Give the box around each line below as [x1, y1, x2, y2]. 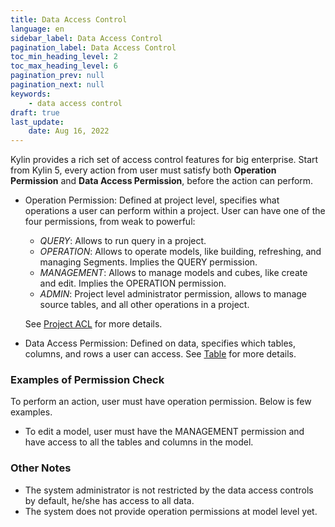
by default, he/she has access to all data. [24, 494, 195, 506]
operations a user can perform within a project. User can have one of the [24, 205, 326, 217]
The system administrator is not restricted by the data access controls [24, 484, 314, 496]
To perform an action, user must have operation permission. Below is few [10, 396, 312, 408]
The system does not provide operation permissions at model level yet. [24, 505, 318, 517]
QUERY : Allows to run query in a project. [39, 235, 207, 247]
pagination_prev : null [10, 71, 105, 81]
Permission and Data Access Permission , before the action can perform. [10, 175, 314, 187]
